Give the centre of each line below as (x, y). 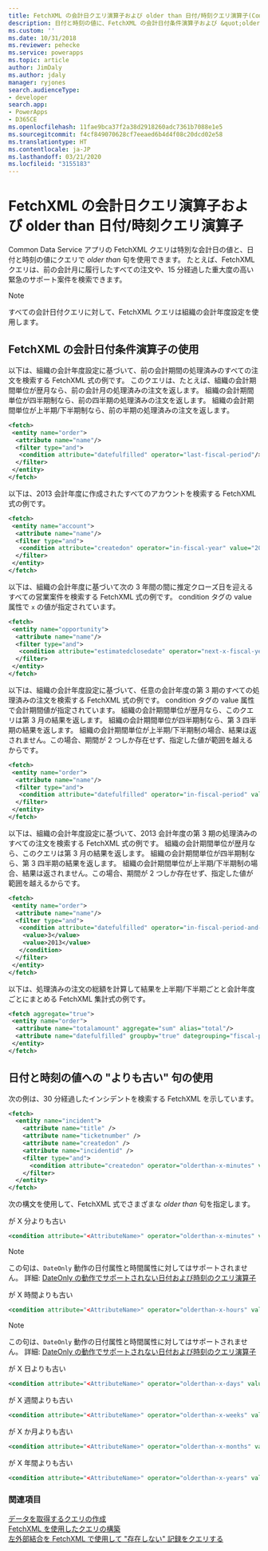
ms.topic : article (39, 61)
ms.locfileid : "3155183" (49, 164)
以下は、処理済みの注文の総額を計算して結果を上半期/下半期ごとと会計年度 (132, 989)
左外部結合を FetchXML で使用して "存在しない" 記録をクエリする (116, 1538)
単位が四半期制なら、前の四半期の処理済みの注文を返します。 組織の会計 (128, 400)
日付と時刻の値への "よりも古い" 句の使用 (111, 1078)
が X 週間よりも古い (41, 1400)
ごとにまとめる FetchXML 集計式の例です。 (79, 999)
